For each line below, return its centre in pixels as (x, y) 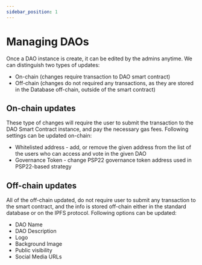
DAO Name (29, 225)
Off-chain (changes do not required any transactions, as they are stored (104, 83)
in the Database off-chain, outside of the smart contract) (85, 89)
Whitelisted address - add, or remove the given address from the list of (103, 147)
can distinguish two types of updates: (53, 65)
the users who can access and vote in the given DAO (80, 154)
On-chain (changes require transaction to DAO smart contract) (93, 77)
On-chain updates (41, 108)
